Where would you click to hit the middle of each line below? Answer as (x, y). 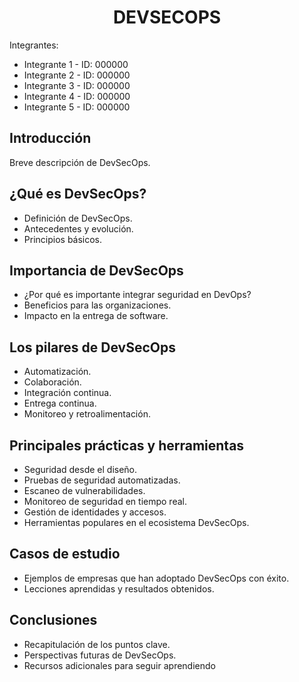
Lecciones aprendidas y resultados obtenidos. (119, 588)
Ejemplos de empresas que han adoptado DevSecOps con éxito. (156, 578)
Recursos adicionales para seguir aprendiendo (119, 665)
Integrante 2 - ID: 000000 (77, 75)
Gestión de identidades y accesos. (95, 512)
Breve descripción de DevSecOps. (80, 162)
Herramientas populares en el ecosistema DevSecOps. (136, 522)
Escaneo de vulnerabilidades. (84, 490)
